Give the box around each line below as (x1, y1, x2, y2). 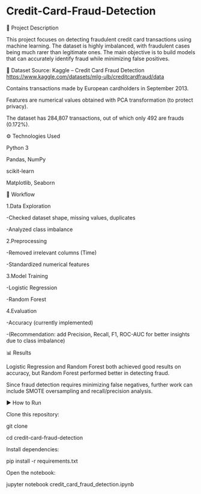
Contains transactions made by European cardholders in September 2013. (6, 84, 189, 91)
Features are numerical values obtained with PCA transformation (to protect (6, 96, 193, 103)
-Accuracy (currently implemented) (6, 319, 94, 326)
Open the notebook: (6, 469, 56, 476)
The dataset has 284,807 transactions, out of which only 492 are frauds (6, 114, 184, 122)
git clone (6, 422, 28, 430)
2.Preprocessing (6, 237, 47, 244)
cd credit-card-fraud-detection (6, 434, 83, 441)
